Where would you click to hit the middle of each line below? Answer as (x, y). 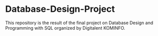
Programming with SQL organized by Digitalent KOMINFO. (65, 28)
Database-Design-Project (60, 9)
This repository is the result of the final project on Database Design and (79, 23)
